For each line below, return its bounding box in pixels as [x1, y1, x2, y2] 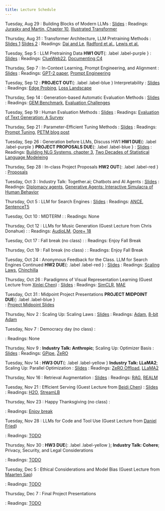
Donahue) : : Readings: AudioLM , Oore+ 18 [5, 228, 92, 234]
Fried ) [5, 423, 17, 429]
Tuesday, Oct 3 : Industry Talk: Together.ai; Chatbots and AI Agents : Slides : [5, 178, 160, 184]
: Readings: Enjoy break [5, 408, 53, 414]
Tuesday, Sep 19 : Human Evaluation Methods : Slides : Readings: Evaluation [5, 109, 160, 115]
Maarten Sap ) [5, 471, 33, 477]
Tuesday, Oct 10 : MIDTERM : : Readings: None [5, 213, 100, 219]
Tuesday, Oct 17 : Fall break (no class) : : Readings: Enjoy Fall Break [5, 237, 141, 243]
